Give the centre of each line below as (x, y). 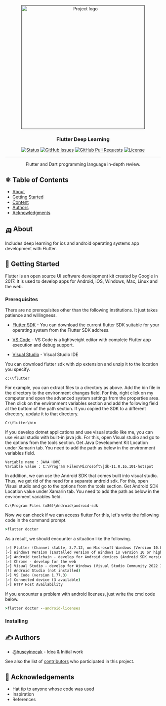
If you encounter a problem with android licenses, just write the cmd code (80, 594)
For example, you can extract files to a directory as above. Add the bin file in (83, 388)
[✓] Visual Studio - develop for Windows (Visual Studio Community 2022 (82, 566)
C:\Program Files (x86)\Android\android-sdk (52, 506)
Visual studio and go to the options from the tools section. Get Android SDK (82, 486)
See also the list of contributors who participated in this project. (70, 662)
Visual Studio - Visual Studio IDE (45, 354)
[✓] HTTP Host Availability (34, 584)
